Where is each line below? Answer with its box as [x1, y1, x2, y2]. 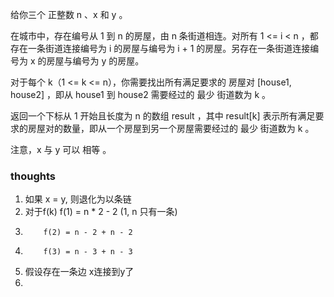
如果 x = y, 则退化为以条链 [24, 193, 132, 205]
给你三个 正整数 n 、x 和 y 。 [10, 9, 128, 20]
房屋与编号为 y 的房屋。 [46, 55, 145, 67]
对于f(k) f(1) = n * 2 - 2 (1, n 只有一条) [24, 206, 178, 218]
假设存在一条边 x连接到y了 [24, 266, 135, 278]
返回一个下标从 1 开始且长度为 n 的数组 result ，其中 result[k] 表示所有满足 [10, 110, 316, 122]
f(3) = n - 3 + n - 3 [43, 247, 133, 257]
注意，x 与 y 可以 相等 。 [10, 144, 112, 155]
